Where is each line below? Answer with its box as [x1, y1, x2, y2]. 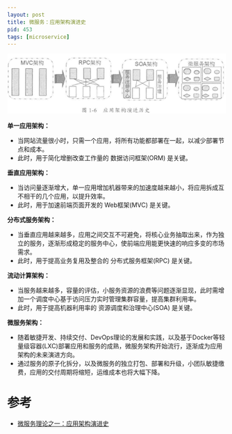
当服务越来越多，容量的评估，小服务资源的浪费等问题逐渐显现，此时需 [17, 286, 219, 294]
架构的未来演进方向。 [17, 350, 78, 359]
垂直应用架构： [7, 168, 50, 177]
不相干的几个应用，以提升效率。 [17, 192, 109, 200]
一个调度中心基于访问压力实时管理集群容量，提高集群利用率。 [23, 295, 200, 303]
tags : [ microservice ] [7, 33, 70, 40]
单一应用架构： [7, 121, 50, 130]
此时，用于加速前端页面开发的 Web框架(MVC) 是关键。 [17, 201, 174, 209]
